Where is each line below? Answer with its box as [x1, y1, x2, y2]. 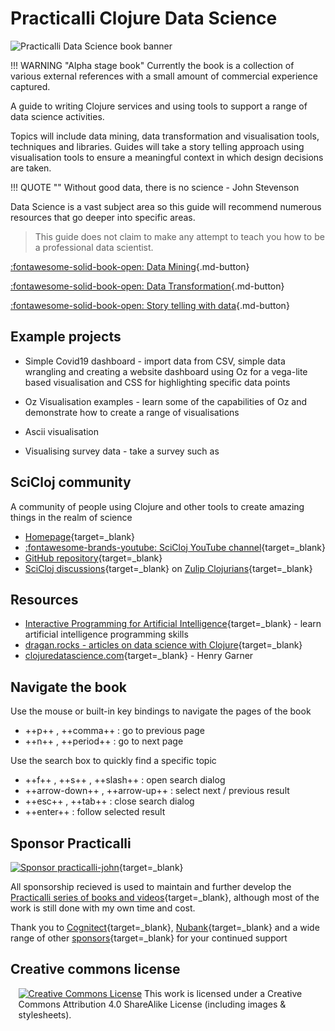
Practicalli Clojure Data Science [10, 7, 278, 30]
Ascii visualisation [24, 425, 100, 437]
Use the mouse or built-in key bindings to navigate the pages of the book [10, 705, 312, 717]
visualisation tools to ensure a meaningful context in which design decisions [10, 151, 324, 163]
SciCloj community [10, 474, 132, 491]
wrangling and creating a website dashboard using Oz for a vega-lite [24, 365, 308, 377]
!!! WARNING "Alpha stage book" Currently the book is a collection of [10, 59, 295, 71]
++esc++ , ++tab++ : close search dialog [24, 795, 195, 807]
